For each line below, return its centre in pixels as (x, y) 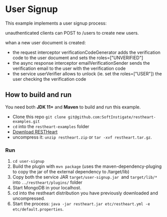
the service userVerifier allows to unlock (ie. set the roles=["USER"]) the (87, 73)
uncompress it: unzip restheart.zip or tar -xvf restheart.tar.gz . (82, 137)
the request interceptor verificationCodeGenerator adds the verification (87, 52)
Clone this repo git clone (39, 117)
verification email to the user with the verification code (69, 68)
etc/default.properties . (38, 209)
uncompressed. (29, 198)
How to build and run (38, 95)
